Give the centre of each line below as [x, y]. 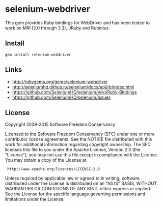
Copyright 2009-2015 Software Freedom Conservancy [60, 124]
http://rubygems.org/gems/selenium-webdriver [60, 82]
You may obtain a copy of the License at [46, 160]
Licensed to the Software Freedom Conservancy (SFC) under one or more [80, 134]
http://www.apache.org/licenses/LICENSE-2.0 [53, 169]
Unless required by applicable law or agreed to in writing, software [72, 178]
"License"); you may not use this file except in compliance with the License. [82, 155]
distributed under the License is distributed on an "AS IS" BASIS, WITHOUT [81, 183]
